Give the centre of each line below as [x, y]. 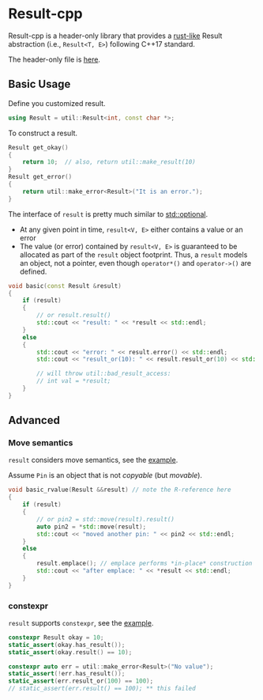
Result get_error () [40, 177]
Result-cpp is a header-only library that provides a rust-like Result [115, 36]
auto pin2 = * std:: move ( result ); [92, 527]
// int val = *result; [74, 381]
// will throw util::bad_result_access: [104, 374]
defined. [33, 271]
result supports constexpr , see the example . [81, 622]
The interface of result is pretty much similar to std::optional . [108, 214]
